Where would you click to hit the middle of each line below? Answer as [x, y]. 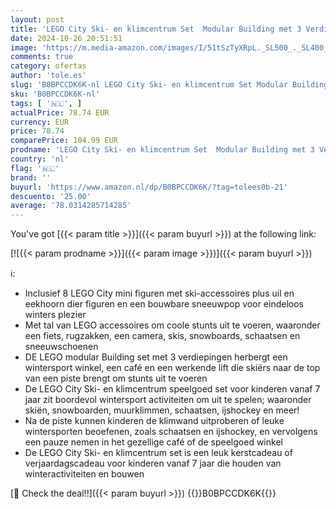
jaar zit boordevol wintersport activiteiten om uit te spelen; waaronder [168, 400]
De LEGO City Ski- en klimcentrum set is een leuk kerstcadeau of [158, 453]
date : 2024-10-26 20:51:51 [66, 38]
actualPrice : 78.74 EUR [60, 112]
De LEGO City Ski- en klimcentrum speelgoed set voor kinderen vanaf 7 [172, 389]
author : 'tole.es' [48, 76]
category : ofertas [48, 66]
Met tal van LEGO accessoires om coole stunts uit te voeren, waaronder [172, 325]
